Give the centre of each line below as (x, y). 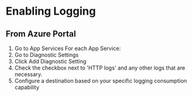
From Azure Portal (41, 34)
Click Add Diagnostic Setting (50, 61)
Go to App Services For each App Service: (68, 48)
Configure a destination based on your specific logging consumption (100, 81)
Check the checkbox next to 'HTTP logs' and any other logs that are (100, 68)
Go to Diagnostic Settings (47, 55)
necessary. (28, 74)
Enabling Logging (51, 11)
